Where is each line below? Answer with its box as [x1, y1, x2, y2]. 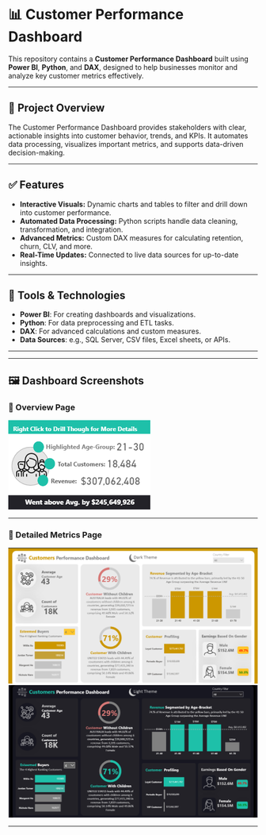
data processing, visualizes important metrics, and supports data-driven [8, 139, 244, 148]
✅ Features [8, 179, 65, 192]
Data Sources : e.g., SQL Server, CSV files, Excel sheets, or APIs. [19, 335, 231, 344]
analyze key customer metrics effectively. [8, 71, 144, 80]
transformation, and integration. [19, 225, 123, 234]
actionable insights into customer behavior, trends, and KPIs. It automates [8, 131, 249, 140]
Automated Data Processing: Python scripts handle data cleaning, [19, 216, 238, 225]
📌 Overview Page [8, 402, 75, 413]
